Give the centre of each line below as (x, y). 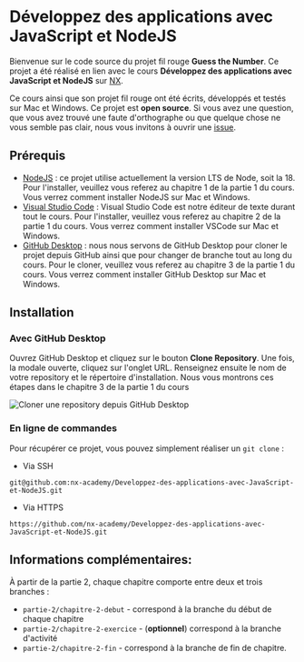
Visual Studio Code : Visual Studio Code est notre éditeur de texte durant (159, 206)
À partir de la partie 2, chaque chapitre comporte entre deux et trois (136, 582)
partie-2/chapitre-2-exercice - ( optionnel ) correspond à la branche (152, 628)
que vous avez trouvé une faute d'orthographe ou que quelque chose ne (145, 117)
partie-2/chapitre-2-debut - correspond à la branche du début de (147, 609)
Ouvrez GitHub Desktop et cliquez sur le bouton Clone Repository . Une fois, (152, 358)
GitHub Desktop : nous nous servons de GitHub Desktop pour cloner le (155, 245)
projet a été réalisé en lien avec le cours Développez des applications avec (151, 71)
